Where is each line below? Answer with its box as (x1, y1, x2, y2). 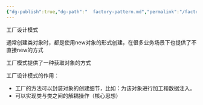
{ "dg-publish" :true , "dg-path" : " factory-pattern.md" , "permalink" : (6, 8, 180, 15)
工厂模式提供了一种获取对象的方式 (6, 59, 91, 66)
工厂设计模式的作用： (6, 71, 59, 79)
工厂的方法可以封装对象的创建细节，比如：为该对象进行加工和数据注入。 (14, 85, 195, 92)
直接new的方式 (6, 46, 43, 53)
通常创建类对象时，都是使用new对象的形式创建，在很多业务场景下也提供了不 (6, 38, 197, 46)
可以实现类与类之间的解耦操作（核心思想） (14, 92, 121, 99)
